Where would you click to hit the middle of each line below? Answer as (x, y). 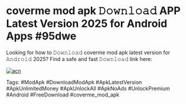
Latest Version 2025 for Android (87, 24)
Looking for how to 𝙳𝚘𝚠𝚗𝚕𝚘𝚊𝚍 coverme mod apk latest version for (88, 52)
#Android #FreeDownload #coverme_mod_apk (63, 95)
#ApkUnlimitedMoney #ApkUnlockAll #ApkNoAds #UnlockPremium (88, 88)
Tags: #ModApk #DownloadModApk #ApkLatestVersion (74, 82)
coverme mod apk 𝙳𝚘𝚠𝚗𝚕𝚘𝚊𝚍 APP (94, 11)
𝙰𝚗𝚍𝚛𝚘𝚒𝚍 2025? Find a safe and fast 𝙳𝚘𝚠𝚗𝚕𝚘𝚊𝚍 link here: (79, 59)
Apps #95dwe (41, 36)
